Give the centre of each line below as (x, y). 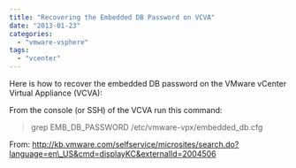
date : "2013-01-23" (45, 26)
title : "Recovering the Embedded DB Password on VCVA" (112, 17)
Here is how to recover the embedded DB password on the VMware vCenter (148, 84)
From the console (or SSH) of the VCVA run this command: (116, 110)
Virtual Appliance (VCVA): (56, 93)
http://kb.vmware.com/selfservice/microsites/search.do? (136, 144)
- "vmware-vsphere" (53, 42)
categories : (31, 34)
